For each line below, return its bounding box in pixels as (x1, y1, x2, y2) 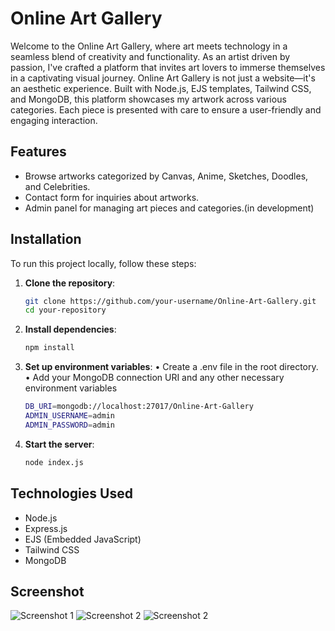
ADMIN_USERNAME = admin (24, 411, 115, 421)
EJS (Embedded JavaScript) (24, 533, 142, 545)
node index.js (24, 457, 84, 467)
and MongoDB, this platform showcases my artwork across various (10, 93, 287, 105)
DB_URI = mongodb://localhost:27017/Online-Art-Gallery (24, 402, 254, 412)
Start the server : (24, 438, 95, 450)
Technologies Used (10, 485, 133, 502)
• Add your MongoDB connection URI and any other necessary (24, 372, 285, 384)
